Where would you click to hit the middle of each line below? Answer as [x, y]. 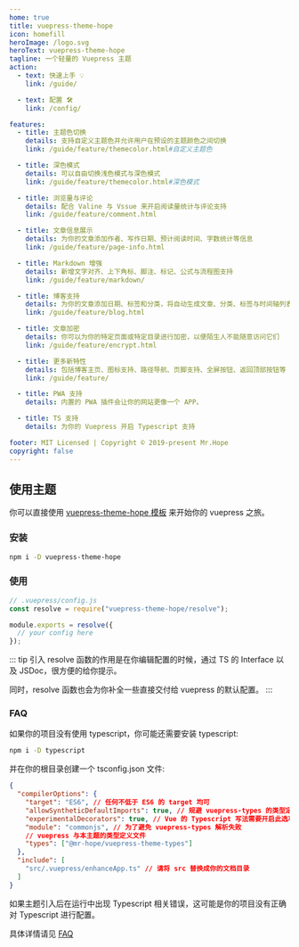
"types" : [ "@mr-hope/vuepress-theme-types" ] [109, 844]
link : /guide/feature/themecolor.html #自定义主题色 [119, 149]
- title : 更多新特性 [52, 361]
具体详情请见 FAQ [41, 934]
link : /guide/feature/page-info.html [95, 247]
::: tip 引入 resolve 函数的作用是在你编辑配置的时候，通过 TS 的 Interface [141, 660]
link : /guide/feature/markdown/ [85, 280]
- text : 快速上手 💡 [51, 76]
